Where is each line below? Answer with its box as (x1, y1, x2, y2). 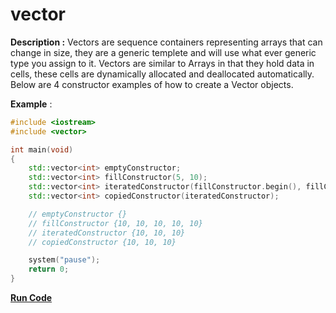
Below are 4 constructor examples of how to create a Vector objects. (10, 78, 294, 90)
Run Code (10, 292, 53, 304)
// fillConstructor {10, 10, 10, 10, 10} (28, 218, 203, 228)
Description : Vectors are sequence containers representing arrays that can (10, 36, 323, 48)
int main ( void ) (10, 144, 74, 155)
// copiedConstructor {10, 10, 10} (28, 237, 177, 247)
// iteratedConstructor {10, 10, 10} (28, 228, 186, 238)
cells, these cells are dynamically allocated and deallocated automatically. (10, 68, 315, 80)
